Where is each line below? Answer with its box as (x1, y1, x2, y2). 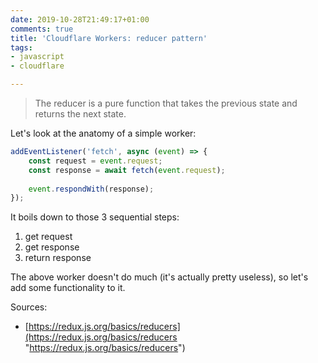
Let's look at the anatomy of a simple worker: (10, 127, 197, 139)
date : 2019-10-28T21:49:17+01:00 (10, 14, 150, 25)
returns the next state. (34, 108, 127, 120)
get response (24, 241, 80, 253)
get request (24, 231, 73, 243)
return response (24, 252, 92, 264)
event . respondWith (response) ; (28, 184, 155, 194)
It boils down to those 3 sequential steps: (10, 211, 180, 223)
